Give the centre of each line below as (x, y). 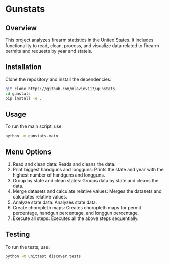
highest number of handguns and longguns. (59, 175)
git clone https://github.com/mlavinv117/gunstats (60, 89)
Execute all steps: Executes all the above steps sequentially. (76, 218)
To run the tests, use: (28, 247)
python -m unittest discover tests (43, 256)
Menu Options (28, 152)
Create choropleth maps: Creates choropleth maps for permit (77, 207)
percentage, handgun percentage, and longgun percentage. (76, 213)
